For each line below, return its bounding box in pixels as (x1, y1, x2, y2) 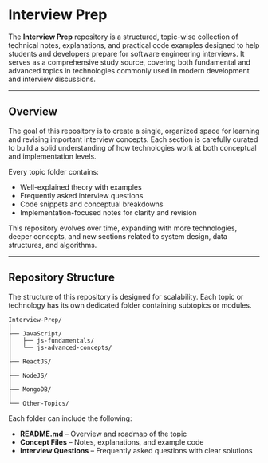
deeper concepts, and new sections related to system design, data (8, 231, 227, 241)
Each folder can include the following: (8, 413, 132, 423)
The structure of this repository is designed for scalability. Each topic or (8, 292, 244, 301)
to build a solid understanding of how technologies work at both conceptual (8, 143, 257, 152)
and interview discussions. (8, 74, 96, 84)
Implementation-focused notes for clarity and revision (19, 207, 197, 217)
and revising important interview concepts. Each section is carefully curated (8, 134, 258, 144)
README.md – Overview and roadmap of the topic (19, 429, 187, 438)
